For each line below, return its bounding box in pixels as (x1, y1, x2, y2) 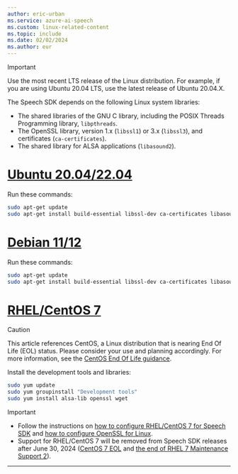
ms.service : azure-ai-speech (7, 17, 93, 24)
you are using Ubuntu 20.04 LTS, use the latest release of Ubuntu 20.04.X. (7, 84, 225, 92)
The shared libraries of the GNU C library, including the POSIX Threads (17, 111, 225, 120)
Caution (7, 326, 30, 334)
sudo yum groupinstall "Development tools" (7, 388, 138, 396)
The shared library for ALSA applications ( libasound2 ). (17, 142, 176, 150)
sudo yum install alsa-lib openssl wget (7, 395, 129, 402)
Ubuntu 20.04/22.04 (7, 167, 132, 183)
